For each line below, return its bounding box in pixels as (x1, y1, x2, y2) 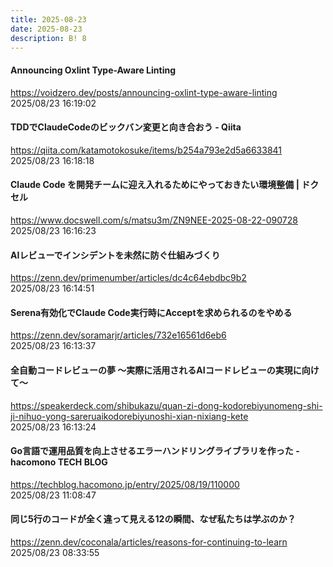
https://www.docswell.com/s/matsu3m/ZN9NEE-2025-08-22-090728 (10, 214, 298, 226)
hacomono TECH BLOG (10, 456, 108, 468)
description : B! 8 (10, 33, 87, 43)
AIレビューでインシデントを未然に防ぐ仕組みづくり (10, 249, 221, 261)
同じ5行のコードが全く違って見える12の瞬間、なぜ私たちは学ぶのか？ (10, 513, 297, 525)
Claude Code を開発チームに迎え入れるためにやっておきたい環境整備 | (10, 179, 300, 191)
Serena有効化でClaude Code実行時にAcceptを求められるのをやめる (10, 306, 293, 318)
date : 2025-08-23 (10, 24, 83, 34)
